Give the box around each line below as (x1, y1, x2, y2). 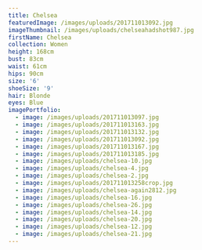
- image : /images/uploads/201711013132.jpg (15, 128, 159, 136)
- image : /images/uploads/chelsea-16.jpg (15, 194, 153, 201)
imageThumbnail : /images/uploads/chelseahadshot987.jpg (8, 26, 194, 34)
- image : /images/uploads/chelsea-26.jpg (15, 201, 153, 208)
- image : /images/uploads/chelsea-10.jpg (15, 158, 153, 165)
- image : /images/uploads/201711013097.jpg (15, 114, 159, 121)
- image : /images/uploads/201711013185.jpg (15, 150, 159, 158)
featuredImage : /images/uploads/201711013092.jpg (8, 19, 174, 27)
